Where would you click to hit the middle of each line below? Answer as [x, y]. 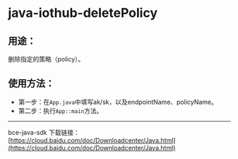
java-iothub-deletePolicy [83, 13]
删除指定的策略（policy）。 [46, 59]
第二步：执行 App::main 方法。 [60, 110]
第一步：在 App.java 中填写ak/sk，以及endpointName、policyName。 [118, 102]
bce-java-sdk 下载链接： [44, 132]
